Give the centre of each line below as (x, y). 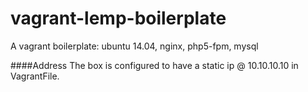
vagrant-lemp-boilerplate (118, 18)
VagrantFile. (35, 76)
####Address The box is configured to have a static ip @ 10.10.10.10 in (154, 65)
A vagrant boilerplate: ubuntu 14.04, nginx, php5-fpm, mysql (134, 46)
